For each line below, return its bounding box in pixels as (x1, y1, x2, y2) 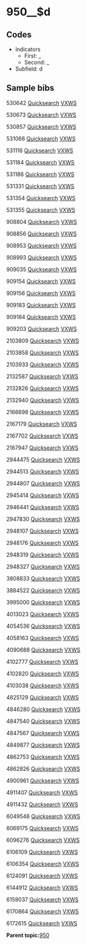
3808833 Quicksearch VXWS (6, 574, 80, 582)
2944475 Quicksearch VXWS (6, 456, 80, 463)
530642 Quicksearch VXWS (6, 99, 77, 106)
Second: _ (24, 59, 50, 66)
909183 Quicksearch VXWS (6, 301, 76, 309)
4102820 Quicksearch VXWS (6, 669, 79, 677)
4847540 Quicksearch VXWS (6, 717, 80, 725)
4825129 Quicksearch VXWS (6, 693, 79, 701)
